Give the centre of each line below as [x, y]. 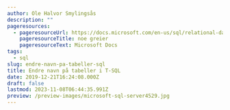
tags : [15, 52]
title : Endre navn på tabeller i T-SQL [64, 70]
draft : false [26, 83]
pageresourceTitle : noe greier [64, 39]
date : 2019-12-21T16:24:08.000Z [53, 77]
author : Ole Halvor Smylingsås [52, 13]
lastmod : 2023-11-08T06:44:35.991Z [58, 90]
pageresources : [29, 26]
